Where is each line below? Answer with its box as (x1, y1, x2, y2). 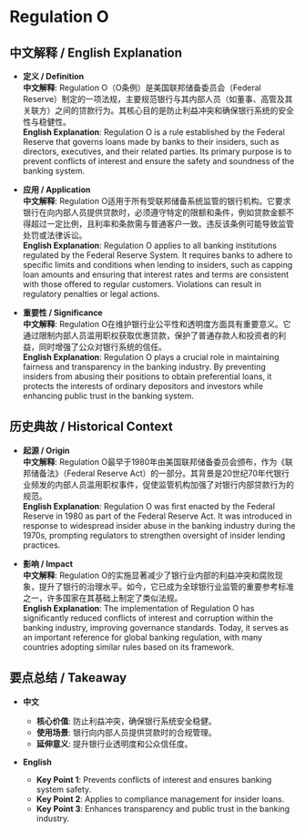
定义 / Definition (22, 71, 85, 81)
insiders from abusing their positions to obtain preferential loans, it (22, 371, 272, 382)
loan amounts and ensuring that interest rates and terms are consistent (22, 269, 290, 280)
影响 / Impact (22, 558, 74, 569)
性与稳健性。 (22, 117, 71, 127)
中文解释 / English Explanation (9, 45, 183, 60)
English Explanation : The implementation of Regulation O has (22, 602, 255, 613)
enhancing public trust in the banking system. (22, 390, 194, 401)
